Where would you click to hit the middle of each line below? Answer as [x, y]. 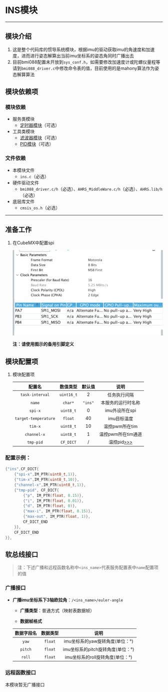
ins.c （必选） [34, 176]
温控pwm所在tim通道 [121, 434]
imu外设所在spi [120, 410]
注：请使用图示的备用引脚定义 [43, 344]
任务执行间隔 [120, 395]
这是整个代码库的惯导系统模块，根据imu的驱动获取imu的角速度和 [79, 49]
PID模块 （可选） [37, 144]
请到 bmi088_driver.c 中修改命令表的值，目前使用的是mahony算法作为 [83, 68]
